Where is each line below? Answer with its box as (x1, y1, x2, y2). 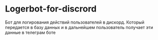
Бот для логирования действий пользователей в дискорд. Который (5, 19, 144, 25)
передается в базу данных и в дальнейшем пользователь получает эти (5, 24, 154, 30)
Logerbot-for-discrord (5, 3, 97, 14)
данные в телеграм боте (5, 29, 56, 35)
